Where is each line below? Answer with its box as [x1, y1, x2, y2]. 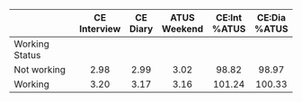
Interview [79, 22, 121, 35]
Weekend [161, 22, 204, 35]
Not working [13, 64, 66, 75]
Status [13, 49, 41, 61]
